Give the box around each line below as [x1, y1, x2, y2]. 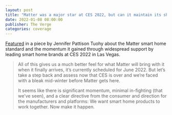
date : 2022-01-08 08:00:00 [5, 17, 63, 22]
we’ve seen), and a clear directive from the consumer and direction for [17, 93, 167, 99]
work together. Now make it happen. [17, 104, 95, 110]
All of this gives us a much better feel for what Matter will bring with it [17, 61, 165, 67]
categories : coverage [5, 27, 52, 32]
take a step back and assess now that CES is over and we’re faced [17, 72, 158, 78]
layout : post [5, 7, 33, 13]
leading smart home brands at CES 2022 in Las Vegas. [5, 52, 120, 58]
